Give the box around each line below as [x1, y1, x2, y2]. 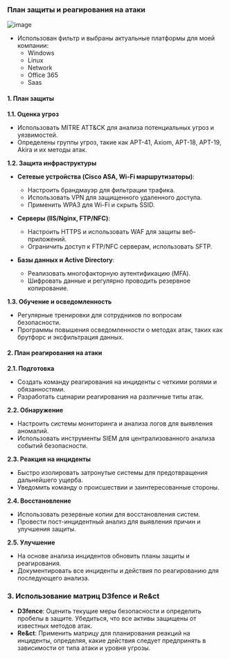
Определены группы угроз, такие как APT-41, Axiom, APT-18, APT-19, [17, 137, 222, 147]
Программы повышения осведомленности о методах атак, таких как [17, 325, 223, 334]
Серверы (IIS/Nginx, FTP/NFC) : [17, 214, 111, 222]
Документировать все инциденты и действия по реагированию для [17, 566, 220, 574]
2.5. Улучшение [7, 538, 55, 547]
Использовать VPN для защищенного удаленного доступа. [27, 193, 202, 201]
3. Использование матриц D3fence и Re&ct [7, 591, 160, 601]
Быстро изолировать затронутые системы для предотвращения [17, 468, 208, 476]
